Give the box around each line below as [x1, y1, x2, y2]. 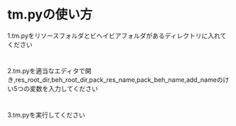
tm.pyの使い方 [7, 6, 93, 23]
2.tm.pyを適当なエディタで [7, 67, 85, 75]
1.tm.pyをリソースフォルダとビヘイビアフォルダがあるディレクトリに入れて [7, 31, 227, 40]
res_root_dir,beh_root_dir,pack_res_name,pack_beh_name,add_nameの [15, 75, 223, 84]
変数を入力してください [29, 85, 98, 93]
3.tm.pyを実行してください [7, 111, 85, 120]
